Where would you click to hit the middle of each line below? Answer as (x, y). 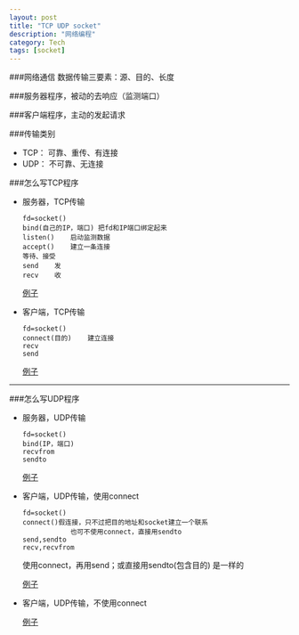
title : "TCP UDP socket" (55, 26)
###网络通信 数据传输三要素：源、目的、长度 (92, 77)
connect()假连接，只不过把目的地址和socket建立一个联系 (115, 523)
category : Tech (37, 42)
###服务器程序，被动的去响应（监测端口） (87, 96)
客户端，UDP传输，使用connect (81, 496)
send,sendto (44, 540)
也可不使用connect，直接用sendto (126, 532)
